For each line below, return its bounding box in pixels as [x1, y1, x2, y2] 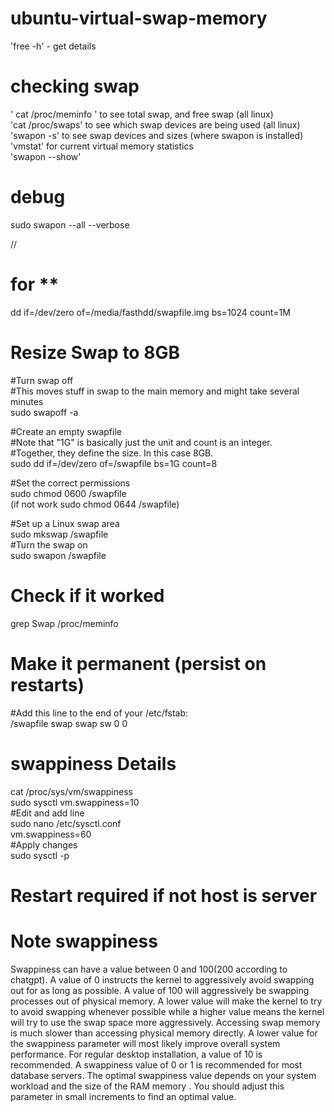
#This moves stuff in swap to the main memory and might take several [10, 385, 300, 397]
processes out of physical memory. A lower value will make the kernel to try [10, 995, 323, 1007]
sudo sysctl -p [10, 849, 70, 861]
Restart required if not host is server [10, 884, 318, 907]
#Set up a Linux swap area [10, 517, 120, 529]
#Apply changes [10, 838, 78, 851]
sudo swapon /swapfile [10, 549, 107, 561]
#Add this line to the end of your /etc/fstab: [10, 707, 189, 719]
